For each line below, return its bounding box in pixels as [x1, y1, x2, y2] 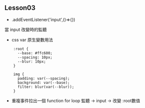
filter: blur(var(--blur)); [17, 84, 75, 89]
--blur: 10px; [17, 59, 47, 64]
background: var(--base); [17, 80, 70, 85]
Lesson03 [4, 4, 36, 12]
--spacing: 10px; [17, 55, 53, 60]
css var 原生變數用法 [11, 37, 53, 42]
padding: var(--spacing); [17, 76, 70, 81]
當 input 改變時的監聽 [4, 27, 47, 32]
